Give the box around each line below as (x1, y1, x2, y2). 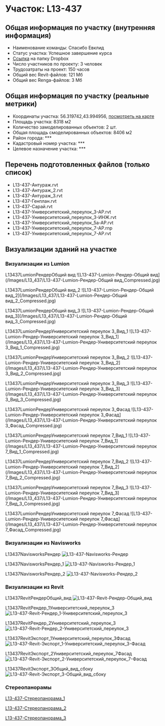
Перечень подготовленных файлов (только (5, 161, 150, 169)
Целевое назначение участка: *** (12, 145, 86, 151)
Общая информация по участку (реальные (5, 92, 149, 101)
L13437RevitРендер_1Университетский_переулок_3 (5, 605, 115, 611)
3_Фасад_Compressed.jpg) (5, 423, 62, 429)
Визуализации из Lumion (5, 260, 70, 267)
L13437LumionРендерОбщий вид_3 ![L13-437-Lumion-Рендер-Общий (5, 308, 154, 314)
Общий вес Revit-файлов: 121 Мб (12, 72, 83, 78)
